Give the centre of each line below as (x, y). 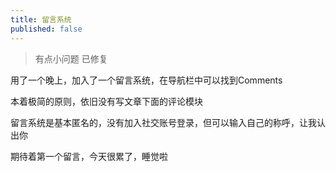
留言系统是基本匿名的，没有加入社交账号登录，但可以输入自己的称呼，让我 (163, 122)
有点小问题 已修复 (71, 58)
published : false (46, 29)
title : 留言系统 (41, 19)
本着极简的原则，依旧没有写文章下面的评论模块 (106, 101)
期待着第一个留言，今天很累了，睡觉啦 (89, 156)
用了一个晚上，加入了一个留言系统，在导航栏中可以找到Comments (146, 80)
